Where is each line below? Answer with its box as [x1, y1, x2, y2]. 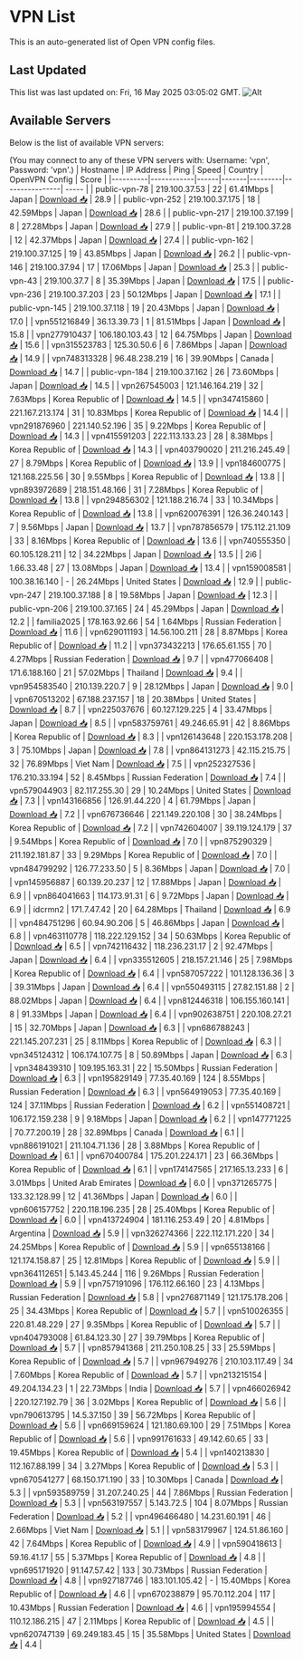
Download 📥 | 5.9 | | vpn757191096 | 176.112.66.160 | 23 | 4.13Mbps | [9, 1278, 265, 1288]
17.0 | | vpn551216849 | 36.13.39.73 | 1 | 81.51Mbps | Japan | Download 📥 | [9, 315, 286, 327]
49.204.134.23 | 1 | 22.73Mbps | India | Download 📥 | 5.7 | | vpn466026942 [9, 1383, 291, 1394]
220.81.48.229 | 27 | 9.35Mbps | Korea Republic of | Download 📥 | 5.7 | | [9, 1318, 280, 1329]
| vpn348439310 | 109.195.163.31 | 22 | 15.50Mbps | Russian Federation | [9, 1062, 279, 1073]
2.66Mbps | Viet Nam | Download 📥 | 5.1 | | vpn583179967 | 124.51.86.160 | [9, 1524, 289, 1535]
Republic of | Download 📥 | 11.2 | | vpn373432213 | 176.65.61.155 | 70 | [9, 640, 272, 651]
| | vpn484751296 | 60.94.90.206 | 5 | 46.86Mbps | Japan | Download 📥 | [9, 917, 285, 928]
